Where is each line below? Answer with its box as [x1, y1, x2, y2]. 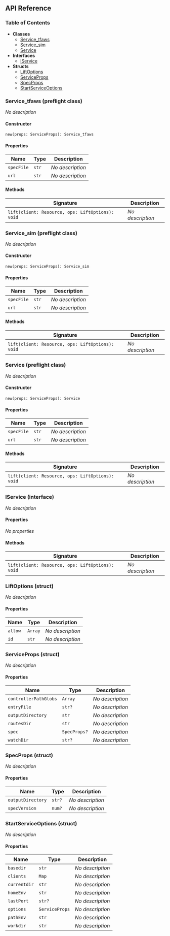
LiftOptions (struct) [5, 583, 54, 590]
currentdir [8, 882, 34, 888]
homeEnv [8, 890, 26, 896]
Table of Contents [5, 19, 51, 26]
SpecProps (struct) [5, 752, 53, 759]
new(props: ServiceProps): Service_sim [5, 264, 90, 269]
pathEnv [8, 915, 26, 921]
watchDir [8, 737, 29, 743]
